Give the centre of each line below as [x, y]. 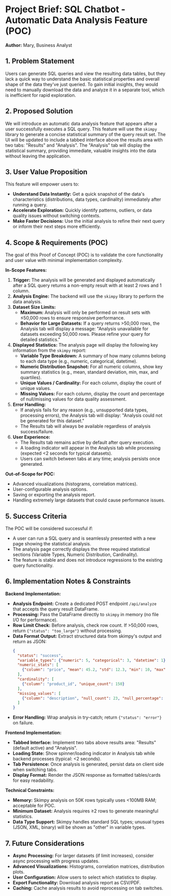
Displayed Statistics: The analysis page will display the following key [85, 345]
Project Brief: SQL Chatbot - [65, 9]
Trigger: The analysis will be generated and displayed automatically [84, 280]
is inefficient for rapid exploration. [41, 95]
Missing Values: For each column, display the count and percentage [92, 394]
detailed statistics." [40, 339]
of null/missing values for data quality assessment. [74, 399]
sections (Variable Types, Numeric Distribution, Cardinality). [75, 555]
